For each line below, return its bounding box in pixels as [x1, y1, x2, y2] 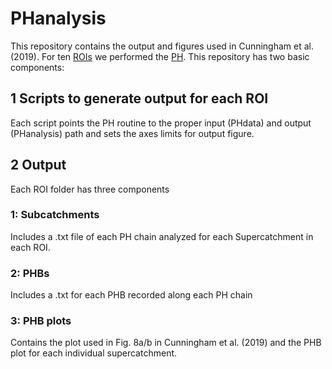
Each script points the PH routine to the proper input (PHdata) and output [10, 117, 312, 129]
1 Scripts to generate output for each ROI [10, 90, 269, 107]
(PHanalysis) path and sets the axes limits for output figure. [10, 127, 255, 139]
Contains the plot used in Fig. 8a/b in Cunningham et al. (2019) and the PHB [10, 337, 322, 349]
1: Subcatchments [10, 208, 100, 222]
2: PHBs [10, 266, 50, 280]
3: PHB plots [10, 314, 72, 328]
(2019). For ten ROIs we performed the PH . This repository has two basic [10, 50, 310, 62]
